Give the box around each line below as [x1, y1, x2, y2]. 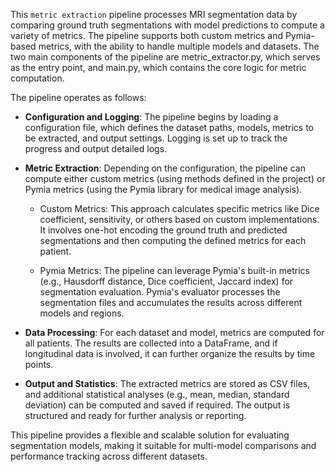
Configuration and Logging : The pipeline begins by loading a [24, 111, 279, 123]
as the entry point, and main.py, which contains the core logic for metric [10, 62, 307, 73]
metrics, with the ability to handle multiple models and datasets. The [38, 40, 320, 52]
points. [24, 359, 54, 370]
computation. [10, 72, 65, 84]
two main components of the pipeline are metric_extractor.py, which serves [10, 51, 321, 63]
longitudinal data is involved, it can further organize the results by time [24, 348, 316, 359]
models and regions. [39, 307, 125, 319]
